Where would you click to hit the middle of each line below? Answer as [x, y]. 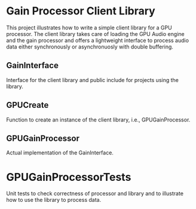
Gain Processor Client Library [81, 11]
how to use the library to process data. [54, 200]
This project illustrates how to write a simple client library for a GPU [89, 28]
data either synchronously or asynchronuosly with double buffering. [90, 47]
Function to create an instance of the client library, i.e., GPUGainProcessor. [98, 119]
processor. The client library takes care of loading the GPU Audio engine [95, 34]
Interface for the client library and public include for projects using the [93, 80]
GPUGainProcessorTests [69, 177]
